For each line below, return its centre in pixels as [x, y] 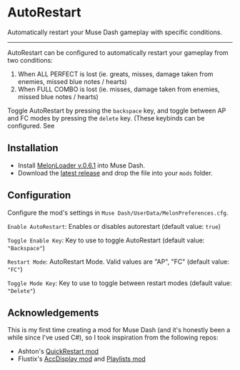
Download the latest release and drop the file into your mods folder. [115, 173]
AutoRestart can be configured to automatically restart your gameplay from [118, 52]
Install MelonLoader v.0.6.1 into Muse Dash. [81, 165]
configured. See [31, 125]
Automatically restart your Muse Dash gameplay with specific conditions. [115, 32]
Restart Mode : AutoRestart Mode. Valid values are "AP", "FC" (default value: [119, 262]
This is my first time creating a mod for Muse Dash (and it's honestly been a [119, 330]
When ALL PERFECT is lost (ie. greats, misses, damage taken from [115, 74]
